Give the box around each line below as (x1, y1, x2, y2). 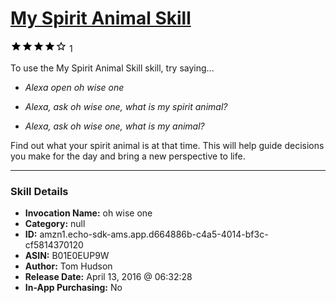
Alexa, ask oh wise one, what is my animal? (24, 120, 205, 132)
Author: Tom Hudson (24, 260, 113, 272)
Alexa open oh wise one (24, 81, 125, 93)
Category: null (24, 218, 86, 230)
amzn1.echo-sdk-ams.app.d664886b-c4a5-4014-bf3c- (39, 228, 269, 241)
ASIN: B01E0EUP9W (24, 250, 110, 262)
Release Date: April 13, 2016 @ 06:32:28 (24, 271, 193, 283)
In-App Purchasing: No (24, 282, 123, 294)
